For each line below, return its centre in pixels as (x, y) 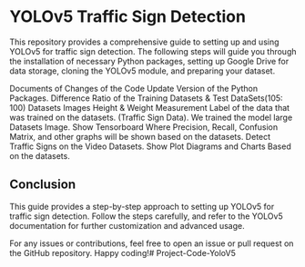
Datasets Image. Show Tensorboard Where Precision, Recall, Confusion (144, 127)
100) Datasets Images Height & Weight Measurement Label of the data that (149, 107)
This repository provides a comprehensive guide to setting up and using (144, 42)
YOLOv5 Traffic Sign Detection (127, 17)
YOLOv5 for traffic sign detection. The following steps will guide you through (153, 51)
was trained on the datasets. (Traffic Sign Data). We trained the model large (151, 117)
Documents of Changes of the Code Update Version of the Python (133, 88)
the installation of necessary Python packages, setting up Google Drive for (149, 61)
